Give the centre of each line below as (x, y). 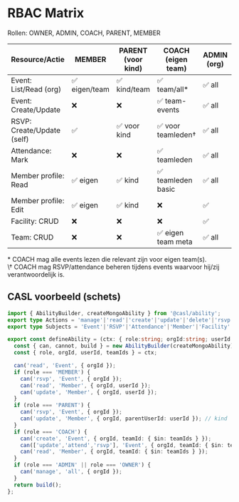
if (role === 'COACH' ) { (51, 432)
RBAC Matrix (46, 13)
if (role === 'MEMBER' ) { (52, 372)
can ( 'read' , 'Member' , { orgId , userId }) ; (86, 385)
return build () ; (38, 485)
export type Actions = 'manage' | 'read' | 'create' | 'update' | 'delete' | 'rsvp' (121, 320)
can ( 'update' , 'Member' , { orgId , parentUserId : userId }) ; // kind (124, 419)
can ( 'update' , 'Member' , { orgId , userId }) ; (89, 392)
